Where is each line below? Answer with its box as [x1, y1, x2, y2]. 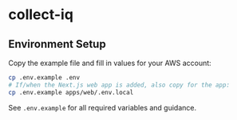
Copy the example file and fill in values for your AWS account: [8, 58, 211, 68]
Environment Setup [8, 37, 106, 51]
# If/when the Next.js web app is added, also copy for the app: [8, 81, 230, 89]
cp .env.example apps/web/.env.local [8, 88, 134, 96]
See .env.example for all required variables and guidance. [8, 103, 197, 112]
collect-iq [8, 6, 74, 24]
